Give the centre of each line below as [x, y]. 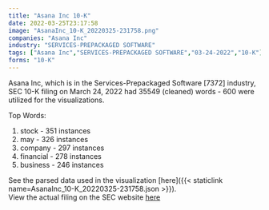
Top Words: [27, 115]
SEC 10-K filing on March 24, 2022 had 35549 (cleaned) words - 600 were [131, 91]
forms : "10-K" [32, 61]
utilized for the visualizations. [56, 100]
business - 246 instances [62, 164]
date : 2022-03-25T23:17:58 [53, 23]
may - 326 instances [54, 139]
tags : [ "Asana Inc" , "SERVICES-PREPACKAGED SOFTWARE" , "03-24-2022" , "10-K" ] [136, 53]
